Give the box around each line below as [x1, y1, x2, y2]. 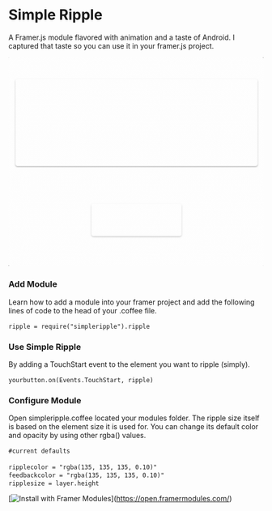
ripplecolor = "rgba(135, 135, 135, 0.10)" [8, 463, 158, 471]
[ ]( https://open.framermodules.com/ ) [8, 494, 232, 504]
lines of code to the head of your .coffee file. [8, 305, 158, 315]
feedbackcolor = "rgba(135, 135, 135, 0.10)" [8, 471, 164, 479]
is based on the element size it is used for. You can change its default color [8, 422, 259, 432]
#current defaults [8, 447, 70, 455]
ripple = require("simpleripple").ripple [8, 322, 151, 330]
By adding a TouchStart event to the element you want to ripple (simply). [8, 360, 251, 369]
